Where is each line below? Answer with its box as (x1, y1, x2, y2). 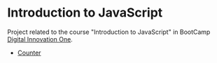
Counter (17, 48, 41, 57)
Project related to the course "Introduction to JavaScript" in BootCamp (7, 28, 211, 36)
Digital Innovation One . (7, 35, 73, 43)
